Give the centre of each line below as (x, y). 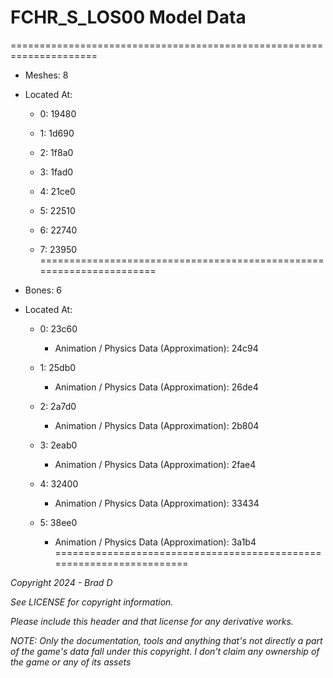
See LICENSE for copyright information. (92, 602)
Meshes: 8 (46, 75)
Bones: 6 (43, 290)
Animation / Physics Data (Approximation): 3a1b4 (155, 542)
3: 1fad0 (56, 172)
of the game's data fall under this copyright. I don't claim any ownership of (165, 651)
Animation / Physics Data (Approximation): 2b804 (157, 425)
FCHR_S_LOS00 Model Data (128, 17)
